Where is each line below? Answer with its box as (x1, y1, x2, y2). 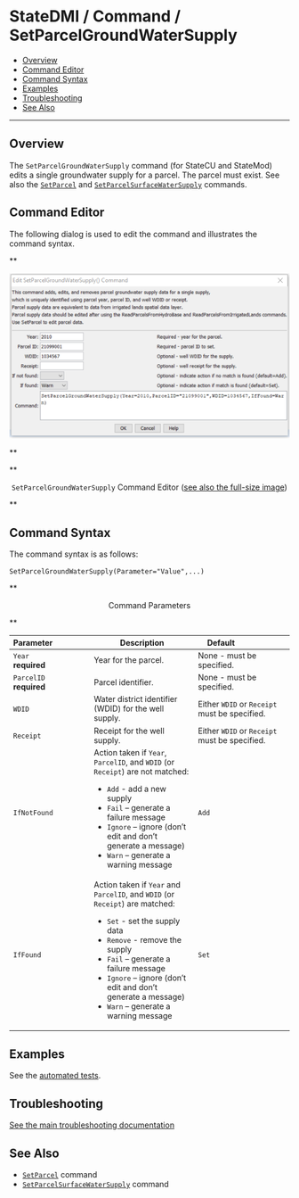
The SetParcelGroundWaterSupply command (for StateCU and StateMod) (9, 160, 273, 170)
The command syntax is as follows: (9, 549, 139, 559)
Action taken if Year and (93, 880, 181, 890)
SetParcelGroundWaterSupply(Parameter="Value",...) (9, 567, 205, 576)
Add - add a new (106, 783, 166, 794)
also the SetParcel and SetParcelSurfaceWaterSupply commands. (9, 178, 247, 189)
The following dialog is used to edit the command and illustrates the (9, 228, 258, 239)
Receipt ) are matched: (93, 898, 175, 909)
